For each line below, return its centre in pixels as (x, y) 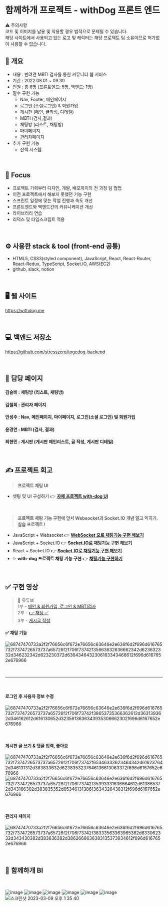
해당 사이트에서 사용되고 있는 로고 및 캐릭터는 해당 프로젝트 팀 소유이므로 (76, 38)
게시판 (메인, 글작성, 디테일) (47, 112)
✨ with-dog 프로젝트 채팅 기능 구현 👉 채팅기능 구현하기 (67, 558)
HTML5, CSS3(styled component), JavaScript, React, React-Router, (82, 259)
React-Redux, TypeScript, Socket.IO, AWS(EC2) (61, 264)
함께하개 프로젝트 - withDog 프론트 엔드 (83, 10)
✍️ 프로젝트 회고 (29, 470)
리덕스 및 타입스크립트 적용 (38, 219)
